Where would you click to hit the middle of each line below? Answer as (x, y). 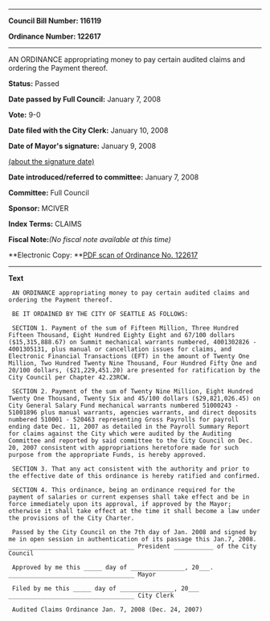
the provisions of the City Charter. (72, 518)
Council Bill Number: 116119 (55, 21)
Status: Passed (34, 84)
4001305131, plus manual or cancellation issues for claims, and (120, 349)
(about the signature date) (51, 161)
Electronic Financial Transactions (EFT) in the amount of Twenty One (129, 356)
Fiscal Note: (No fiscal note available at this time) (90, 239)
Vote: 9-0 (25, 115)
